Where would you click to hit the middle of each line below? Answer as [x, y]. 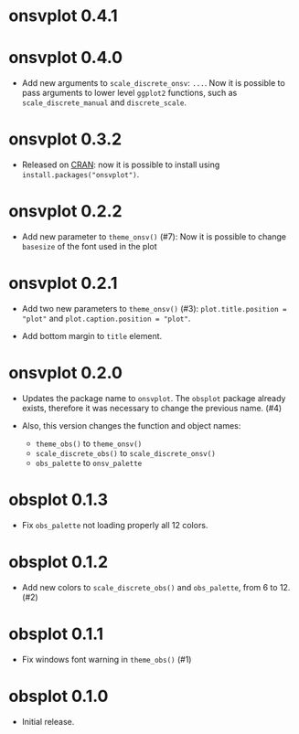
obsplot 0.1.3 [59, 500]
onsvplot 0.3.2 [65, 139]
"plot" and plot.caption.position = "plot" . [106, 318]
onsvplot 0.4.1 [63, 16]
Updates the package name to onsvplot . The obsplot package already [154, 398]
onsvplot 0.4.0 [66, 58]
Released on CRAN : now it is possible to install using [121, 165]
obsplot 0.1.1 [56, 634]
